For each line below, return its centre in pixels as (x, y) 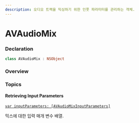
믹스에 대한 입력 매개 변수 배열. (35, 116)
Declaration (19, 49)
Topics (13, 84)
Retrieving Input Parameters (34, 96)
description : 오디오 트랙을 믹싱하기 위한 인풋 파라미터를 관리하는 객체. (70, 9)
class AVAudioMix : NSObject (35, 59)
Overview (17, 71)
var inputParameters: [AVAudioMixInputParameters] (58, 106)
